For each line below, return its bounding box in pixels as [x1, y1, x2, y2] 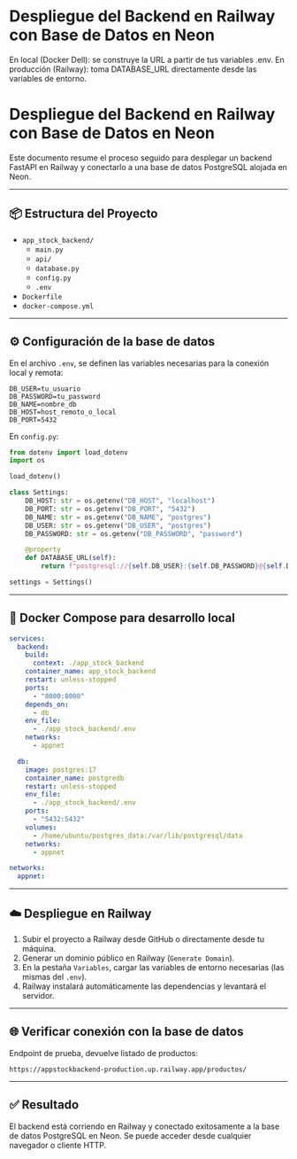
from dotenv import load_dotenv [9, 447, 128, 457]
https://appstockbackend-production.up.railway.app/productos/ [9, 1065, 247, 1074]
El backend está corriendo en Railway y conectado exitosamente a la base [9, 1121, 280, 1132]
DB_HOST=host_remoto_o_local [9, 408, 117, 416]
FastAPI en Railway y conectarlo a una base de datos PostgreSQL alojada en [9, 161, 287, 172]
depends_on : [25, 700, 69, 709]
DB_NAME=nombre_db [9, 400, 77, 408]
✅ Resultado [9, 1097, 80, 1113]
